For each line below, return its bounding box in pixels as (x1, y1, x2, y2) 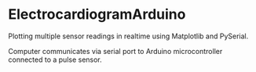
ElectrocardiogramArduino (8, 5, 186, 23)
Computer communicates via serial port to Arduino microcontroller (8, 46, 223, 56)
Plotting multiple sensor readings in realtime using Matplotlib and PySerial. (8, 31, 249, 41)
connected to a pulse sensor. (8, 55, 102, 64)
